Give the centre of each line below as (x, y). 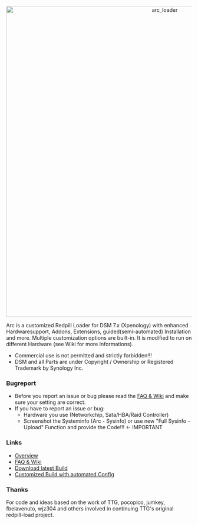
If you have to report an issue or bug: (60, 409)
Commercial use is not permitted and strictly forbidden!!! (83, 355)
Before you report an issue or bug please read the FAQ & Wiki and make (102, 396)
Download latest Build (41, 468)
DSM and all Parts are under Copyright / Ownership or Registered (94, 362)
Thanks (17, 489)
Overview (26, 455)
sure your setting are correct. (50, 402)
